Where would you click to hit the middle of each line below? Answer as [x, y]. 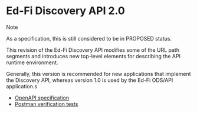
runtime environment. [32, 62]
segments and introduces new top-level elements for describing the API [93, 56]
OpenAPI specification [42, 98]
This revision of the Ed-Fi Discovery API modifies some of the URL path [93, 50]
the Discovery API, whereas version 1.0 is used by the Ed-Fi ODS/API [90, 80]
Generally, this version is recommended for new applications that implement [98, 74]
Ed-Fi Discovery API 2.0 [65, 11]
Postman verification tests [46, 104]
